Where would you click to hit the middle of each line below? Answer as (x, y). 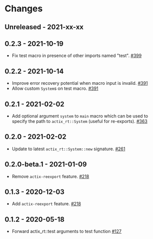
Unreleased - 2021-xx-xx (44, 27)
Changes (24, 9)
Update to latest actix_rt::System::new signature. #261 (68, 149)
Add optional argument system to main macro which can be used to (80, 116)
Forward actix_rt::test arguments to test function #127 (67, 232)
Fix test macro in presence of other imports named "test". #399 (77, 56)
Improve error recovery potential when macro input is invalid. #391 (80, 83)
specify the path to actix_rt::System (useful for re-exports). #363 (79, 121)
